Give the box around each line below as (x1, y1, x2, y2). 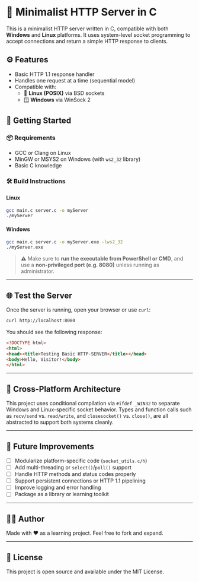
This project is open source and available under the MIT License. (6, 568, 165, 575)
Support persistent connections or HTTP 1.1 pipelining (14, 477, 146, 484)
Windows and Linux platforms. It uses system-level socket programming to (6, 31, 191, 38)
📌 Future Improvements (6, 442, 95, 452)
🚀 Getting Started (6, 116, 72, 126)
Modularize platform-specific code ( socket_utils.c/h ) (14, 457, 147, 464)
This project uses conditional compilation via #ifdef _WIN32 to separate (6, 400, 180, 407)
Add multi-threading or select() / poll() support (14, 464, 131, 471)
